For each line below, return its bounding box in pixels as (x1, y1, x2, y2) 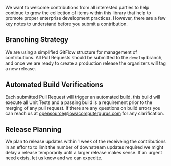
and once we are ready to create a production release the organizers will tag (5, 60, 166, 66)
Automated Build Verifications (5, 80, 104, 89)
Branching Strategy (5, 35, 69, 44)
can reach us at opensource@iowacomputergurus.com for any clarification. (5, 110, 164, 116)
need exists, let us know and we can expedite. (5, 155, 103, 161)
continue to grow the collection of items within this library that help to (5, 10, 152, 16)
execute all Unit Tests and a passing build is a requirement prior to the (5, 99, 152, 106)
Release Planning (5, 125, 62, 134)
